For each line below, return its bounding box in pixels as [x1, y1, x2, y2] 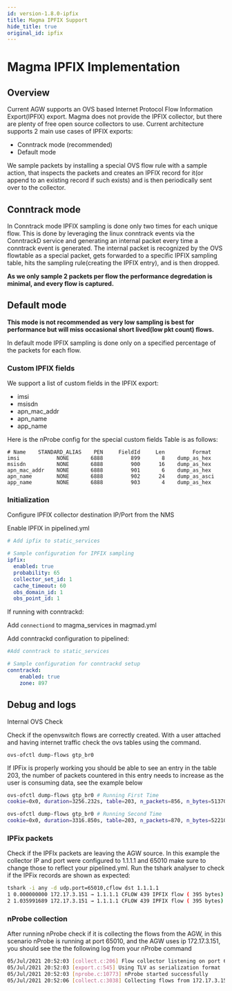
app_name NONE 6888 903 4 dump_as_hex [7, 479, 212, 486]
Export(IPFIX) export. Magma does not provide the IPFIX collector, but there [7, 112, 222, 121]
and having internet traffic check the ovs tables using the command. [7, 738, 202, 747]
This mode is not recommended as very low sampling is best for [7, 318, 195, 326]
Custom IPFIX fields [7, 363, 75, 373]
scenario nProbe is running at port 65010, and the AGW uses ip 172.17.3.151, [7, 937, 221, 945]
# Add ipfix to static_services [7, 537, 100, 544]
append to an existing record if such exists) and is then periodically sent [7, 176, 213, 184]
